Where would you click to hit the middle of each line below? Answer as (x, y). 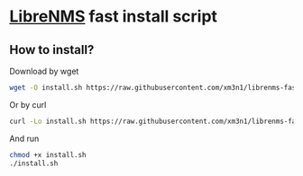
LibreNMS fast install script (114, 17)
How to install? (52, 50)
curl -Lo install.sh (48, 121)
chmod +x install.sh (48, 154)
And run (24, 138)
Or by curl (28, 104)
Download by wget (44, 71)
